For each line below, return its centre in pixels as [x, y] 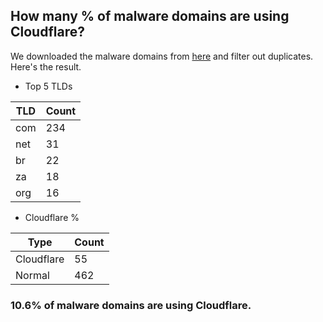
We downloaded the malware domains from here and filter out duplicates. [162, 56]
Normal [32, 275]
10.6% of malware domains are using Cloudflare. [131, 305]
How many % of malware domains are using [150, 16]
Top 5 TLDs [48, 86]
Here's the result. [46, 66]
